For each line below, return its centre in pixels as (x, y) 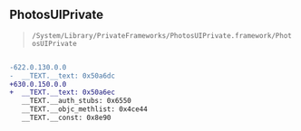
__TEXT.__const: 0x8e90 (66, 118)
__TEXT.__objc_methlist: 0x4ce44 (84, 109)
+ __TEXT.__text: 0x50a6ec (63, 93)
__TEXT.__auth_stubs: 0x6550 (76, 101)
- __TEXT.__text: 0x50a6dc (63, 76)
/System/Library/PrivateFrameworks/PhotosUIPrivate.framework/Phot (161, 35)
